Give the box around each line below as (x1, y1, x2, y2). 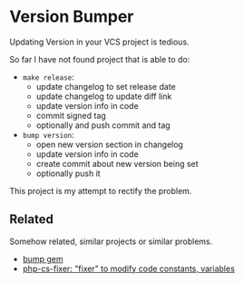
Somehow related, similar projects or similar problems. (9, 236, 213, 247)
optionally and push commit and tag (35, 120, 171, 131)
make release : (22, 71, 74, 83)
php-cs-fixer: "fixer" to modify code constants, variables (22, 263, 236, 274)
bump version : (22, 129, 74, 140)
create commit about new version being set (35, 158, 199, 169)
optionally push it (35, 168, 102, 179)
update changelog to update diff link (35, 91, 172, 102)
